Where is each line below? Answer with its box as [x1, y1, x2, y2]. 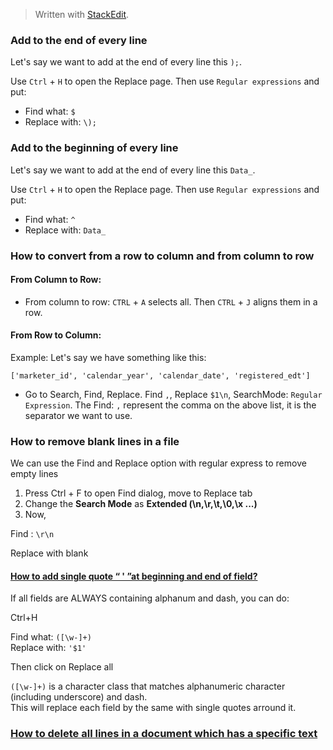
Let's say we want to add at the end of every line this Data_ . [10, 164, 256, 176]
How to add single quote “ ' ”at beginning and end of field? [10, 570, 258, 582]
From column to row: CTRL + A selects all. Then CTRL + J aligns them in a [24, 295, 318, 308]
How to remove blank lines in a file [10, 434, 180, 448]
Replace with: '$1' [10, 642, 87, 654]
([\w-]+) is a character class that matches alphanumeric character [10, 680, 286, 693]
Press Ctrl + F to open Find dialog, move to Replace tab [24, 487, 253, 499]
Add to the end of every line [10, 33, 148, 47]
